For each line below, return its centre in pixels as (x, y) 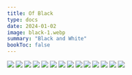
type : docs (23, 20)
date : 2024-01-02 (32, 26)
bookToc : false (29, 45)
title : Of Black (30, 13)
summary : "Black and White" (47, 39)
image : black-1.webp (37, 32)
